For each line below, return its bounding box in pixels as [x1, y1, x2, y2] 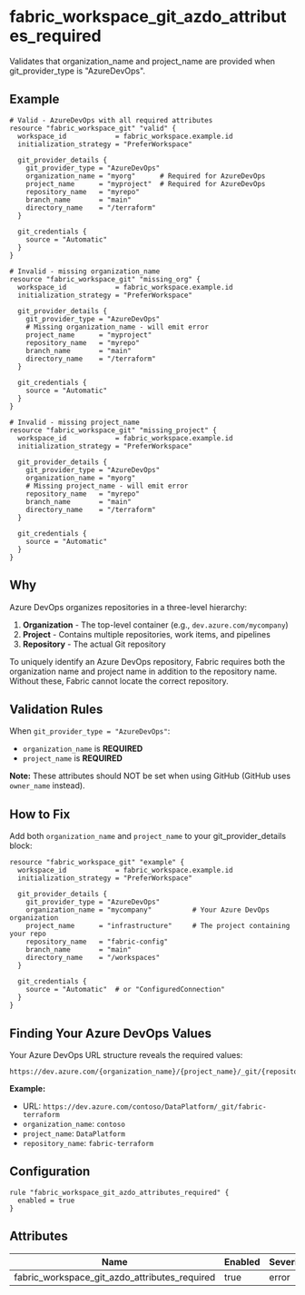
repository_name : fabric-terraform [22, 1138, 154, 1148]
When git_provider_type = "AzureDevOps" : [9, 726, 171, 736]
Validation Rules [9, 701, 103, 717]
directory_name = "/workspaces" [25, 954, 161, 963]
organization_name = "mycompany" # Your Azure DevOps [25, 905, 271, 914]
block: [9, 840, 34, 851]
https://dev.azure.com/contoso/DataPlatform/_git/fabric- [43, 1102, 267, 1112]
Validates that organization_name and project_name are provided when [9, 55, 275, 66]
